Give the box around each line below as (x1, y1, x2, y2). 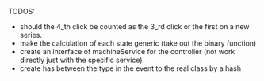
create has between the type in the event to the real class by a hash (19, 64, 242, 73)
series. (19, 31, 42, 39)
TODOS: (8, 7, 36, 16)
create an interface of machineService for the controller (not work (19, 47, 235, 56)
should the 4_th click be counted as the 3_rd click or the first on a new (19, 22, 250, 31)
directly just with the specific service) (19, 55, 143, 64)
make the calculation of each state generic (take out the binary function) (19, 39, 257, 48)
